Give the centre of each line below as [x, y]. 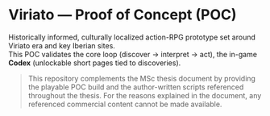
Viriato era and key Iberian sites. [62, 45]
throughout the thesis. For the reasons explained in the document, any [145, 95]
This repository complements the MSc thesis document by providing [142, 78]
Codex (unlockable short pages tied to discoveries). [95, 63]
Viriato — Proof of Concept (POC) [123, 15]
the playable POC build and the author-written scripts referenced [136, 87]
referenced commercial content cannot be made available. [125, 104]
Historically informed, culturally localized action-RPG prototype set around [132, 37]
